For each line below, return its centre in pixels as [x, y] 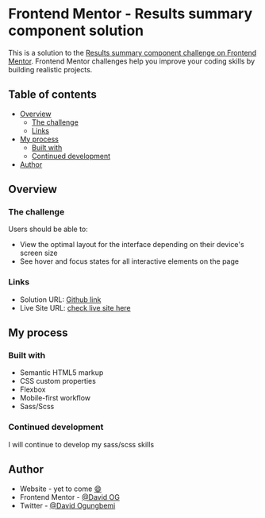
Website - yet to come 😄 [60, 489]
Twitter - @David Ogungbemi [67, 505]
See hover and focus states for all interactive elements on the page [129, 261]
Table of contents [52, 95]
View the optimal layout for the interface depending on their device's [132, 245]
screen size [38, 253]
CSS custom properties [58, 381]
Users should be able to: [48, 229]
